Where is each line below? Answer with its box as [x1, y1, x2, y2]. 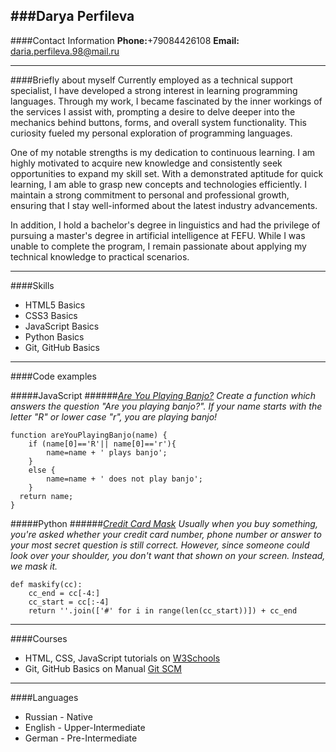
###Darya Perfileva [10, 8, 135, 25]
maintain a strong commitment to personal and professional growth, [10, 189, 290, 201]
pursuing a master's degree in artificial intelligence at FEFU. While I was [10, 229, 306, 241]
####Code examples [10, 370, 97, 382]
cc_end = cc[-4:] [28, 588, 101, 598]
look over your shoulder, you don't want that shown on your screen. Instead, [10, 549, 326, 561]
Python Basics [24, 330, 85, 343]
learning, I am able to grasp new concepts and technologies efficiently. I [10, 178, 308, 190]
